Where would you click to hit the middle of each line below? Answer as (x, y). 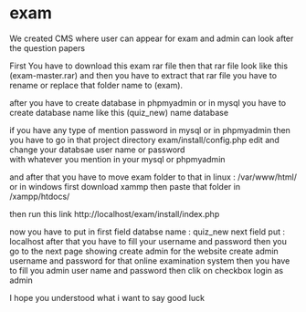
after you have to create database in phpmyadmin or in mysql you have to (148, 102)
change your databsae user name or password (97, 150)
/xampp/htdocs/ (40, 196)
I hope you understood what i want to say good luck (107, 297)
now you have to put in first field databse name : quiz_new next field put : (148, 232)
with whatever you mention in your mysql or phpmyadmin (117, 159)
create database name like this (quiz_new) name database (119, 112)
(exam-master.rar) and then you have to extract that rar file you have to (143, 75)
